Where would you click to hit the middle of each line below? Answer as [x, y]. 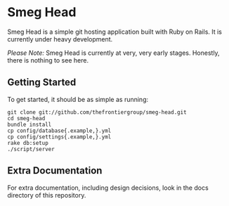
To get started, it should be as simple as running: [78, 99]
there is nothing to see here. [48, 60]
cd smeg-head [26, 118]
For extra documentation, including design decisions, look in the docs [108, 188]
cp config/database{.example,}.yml [59, 131]
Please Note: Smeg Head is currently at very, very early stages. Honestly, [113, 53]
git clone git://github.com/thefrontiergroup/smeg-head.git [97, 112]
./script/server [31, 149]
